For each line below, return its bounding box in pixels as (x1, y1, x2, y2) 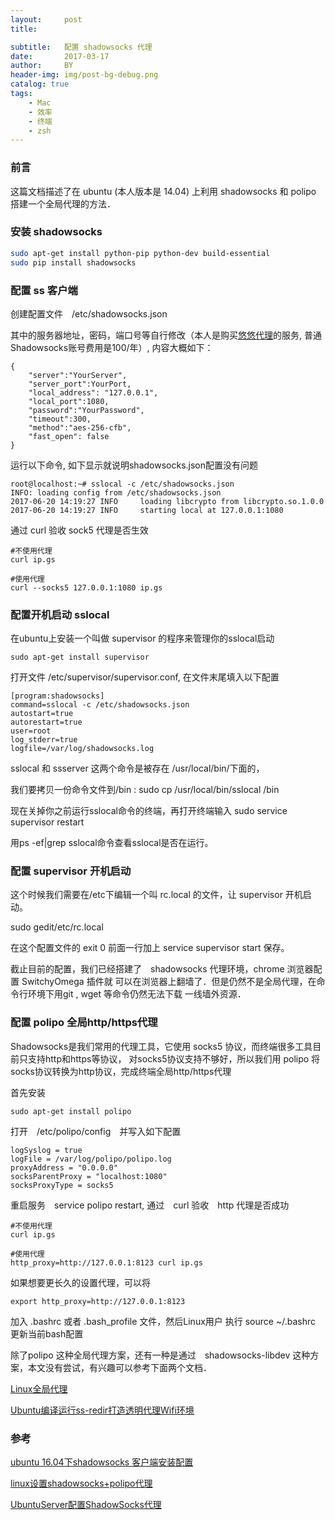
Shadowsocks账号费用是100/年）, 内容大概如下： (10, 341, 214, 353)
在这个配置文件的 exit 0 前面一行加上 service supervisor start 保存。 (10, 942, 290, 954)
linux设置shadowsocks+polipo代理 (10, 1477, 153, 1490)
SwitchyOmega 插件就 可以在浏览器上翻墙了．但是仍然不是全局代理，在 (21, 976, 317, 988)
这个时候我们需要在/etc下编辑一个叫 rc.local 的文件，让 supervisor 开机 (10, 889, 303, 901)
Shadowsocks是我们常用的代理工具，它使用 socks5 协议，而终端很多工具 (10, 1040, 313, 1052)
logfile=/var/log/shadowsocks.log (10, 744, 155, 754)
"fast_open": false (28, 431, 110, 441)
